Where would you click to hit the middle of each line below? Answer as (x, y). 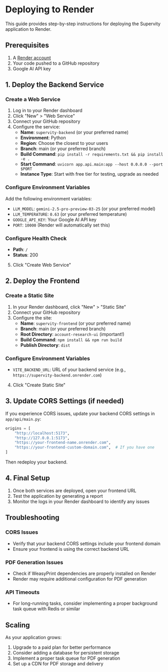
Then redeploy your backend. (36, 462)
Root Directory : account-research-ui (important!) (72, 334)
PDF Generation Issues (34, 562)
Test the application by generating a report (58, 496)
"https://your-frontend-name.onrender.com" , (63, 443)
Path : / (20, 250)
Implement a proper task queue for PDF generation (66, 658)
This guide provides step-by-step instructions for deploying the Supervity (83, 24)
